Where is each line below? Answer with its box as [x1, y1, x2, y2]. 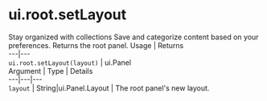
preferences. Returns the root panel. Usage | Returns [8, 40, 184, 50]
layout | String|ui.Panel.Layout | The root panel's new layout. [8, 83, 210, 93]
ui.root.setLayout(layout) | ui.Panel [8, 58, 131, 67]
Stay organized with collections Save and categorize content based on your [8, 32, 259, 42]
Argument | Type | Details [8, 66, 93, 75]
